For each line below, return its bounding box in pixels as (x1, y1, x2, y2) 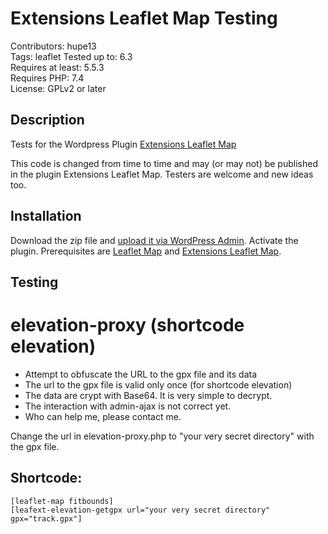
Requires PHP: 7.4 (10, 72, 85, 84)
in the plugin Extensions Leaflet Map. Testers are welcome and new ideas (10, 168, 314, 180)
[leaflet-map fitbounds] (10, 496, 114, 506)
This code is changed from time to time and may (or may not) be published (10, 157, 318, 169)
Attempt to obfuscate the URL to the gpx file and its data (24, 368, 258, 380)
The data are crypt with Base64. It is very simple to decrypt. (24, 389, 273, 401)
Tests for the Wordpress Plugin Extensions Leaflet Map (10, 138, 237, 150)
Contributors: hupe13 (10, 40, 97, 52)
